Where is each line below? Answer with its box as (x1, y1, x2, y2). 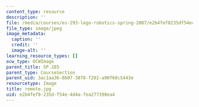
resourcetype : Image (6, 81, 57, 87)
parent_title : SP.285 (6, 64, 60, 70)
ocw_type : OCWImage (6, 58, 54, 64)
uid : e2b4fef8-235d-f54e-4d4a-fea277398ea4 (6, 92, 115, 97)
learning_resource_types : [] (6, 53, 78, 59)
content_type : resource (6, 8, 65, 15)
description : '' (6, 14, 46, 20)
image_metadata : (6, 31, 46, 37)
